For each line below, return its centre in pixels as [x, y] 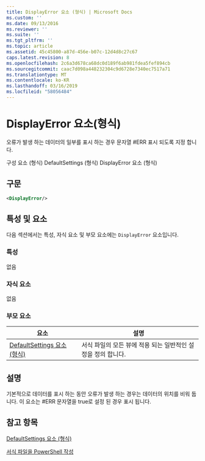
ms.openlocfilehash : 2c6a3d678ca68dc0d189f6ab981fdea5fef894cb [88, 63]
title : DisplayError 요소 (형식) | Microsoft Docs [70, 12]
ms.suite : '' [23, 35]
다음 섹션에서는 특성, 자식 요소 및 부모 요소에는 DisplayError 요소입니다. [92, 235]
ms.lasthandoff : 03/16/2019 [42, 86]
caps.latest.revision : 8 [38, 58]
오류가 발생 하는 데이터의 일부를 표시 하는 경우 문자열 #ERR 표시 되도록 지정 [96, 142]
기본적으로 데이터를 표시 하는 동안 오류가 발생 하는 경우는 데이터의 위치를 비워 [98, 394]
